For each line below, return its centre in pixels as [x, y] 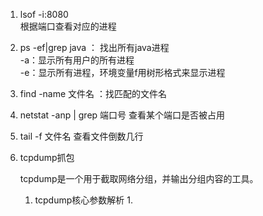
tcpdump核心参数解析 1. [83, 200]
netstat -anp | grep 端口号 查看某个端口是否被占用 [122, 115]
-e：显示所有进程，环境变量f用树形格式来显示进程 [122, 72]
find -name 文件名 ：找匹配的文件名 [93, 93]
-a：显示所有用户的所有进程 [77, 60]
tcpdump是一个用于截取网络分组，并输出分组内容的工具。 [139, 178]
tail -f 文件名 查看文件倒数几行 [81, 136]
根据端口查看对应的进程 [68, 26]
